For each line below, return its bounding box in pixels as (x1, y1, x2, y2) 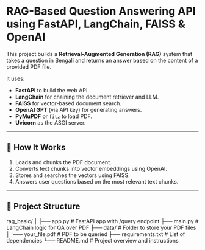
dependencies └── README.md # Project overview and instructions (6, 237, 179, 244)
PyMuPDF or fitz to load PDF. (15, 113, 93, 120)
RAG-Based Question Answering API (6, 4, 196, 18)
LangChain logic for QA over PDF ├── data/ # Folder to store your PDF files (6, 224, 196, 231)
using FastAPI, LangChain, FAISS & (6, 17, 186, 31)
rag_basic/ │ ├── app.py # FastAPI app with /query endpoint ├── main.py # (6, 217, 199, 224)
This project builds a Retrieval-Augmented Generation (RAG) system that (6, 50, 193, 57)
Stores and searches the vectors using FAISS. (15, 172, 130, 179)
